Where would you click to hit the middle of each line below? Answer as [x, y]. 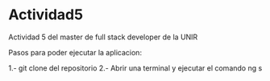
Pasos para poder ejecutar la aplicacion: [75, 52]
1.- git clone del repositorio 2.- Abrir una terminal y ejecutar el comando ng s [135, 68]
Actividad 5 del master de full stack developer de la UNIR [103, 37]
